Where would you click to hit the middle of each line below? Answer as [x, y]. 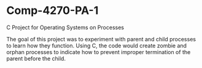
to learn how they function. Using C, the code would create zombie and [97, 46]
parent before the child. [36, 58]
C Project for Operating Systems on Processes [65, 27]
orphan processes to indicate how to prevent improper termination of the [99, 52]
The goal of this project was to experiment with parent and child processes [101, 39]
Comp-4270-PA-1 [52, 11]
